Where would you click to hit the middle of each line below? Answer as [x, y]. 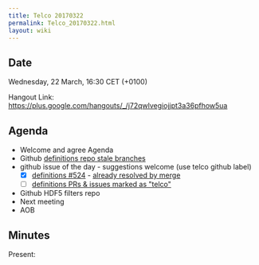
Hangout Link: [31, 97]
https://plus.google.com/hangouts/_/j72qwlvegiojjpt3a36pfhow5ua [118, 106]
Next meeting [42, 202]
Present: [22, 254]
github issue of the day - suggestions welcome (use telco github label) [136, 167]
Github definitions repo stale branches [82, 158]
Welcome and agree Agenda [67, 150]
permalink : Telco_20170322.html [62, 23]
